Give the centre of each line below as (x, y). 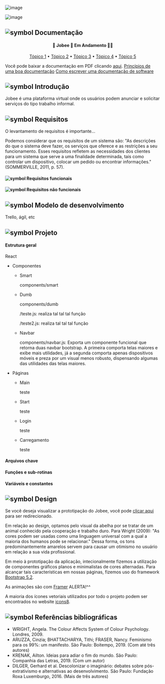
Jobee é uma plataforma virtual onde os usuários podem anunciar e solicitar (82, 98)
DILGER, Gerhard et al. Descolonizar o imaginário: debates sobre (78, 666)
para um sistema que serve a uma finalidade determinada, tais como (75, 157)
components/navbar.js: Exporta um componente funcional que (83, 342)
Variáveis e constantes (29, 483)
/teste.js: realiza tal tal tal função (53, 313)
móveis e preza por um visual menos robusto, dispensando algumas (89, 358)
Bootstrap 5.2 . (19, 577)
